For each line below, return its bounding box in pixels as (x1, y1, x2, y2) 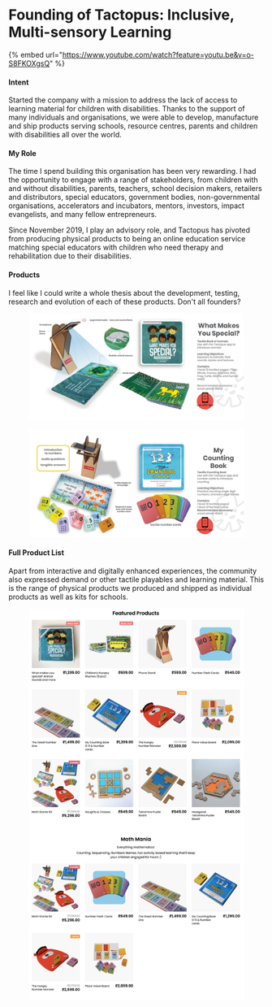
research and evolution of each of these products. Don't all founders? (8, 297, 241, 306)
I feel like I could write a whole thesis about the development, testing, (8, 288, 240, 297)
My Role (8, 148, 37, 158)
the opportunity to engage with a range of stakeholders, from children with (8, 175, 258, 184)
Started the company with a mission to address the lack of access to (8, 95, 238, 105)
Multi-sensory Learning (8, 23, 172, 41)
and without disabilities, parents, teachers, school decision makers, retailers (8, 184, 262, 193)
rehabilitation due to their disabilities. (8, 251, 132, 261)
